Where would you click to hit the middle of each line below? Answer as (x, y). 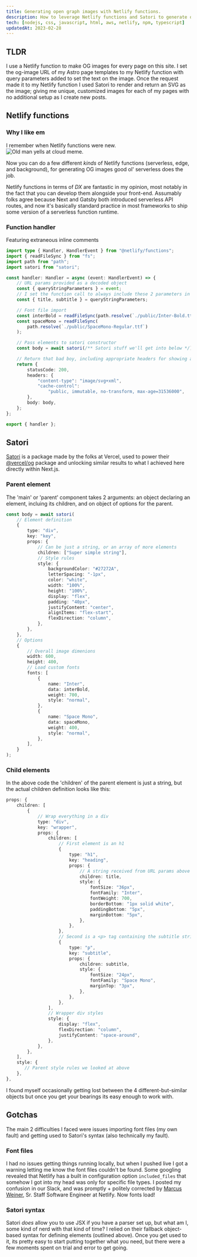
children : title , (101, 877)
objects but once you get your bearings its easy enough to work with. (90, 1096)
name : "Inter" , (66, 684)
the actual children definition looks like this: (58, 789)
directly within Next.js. (33, 469)
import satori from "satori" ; (43, 267)
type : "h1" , (84, 855)
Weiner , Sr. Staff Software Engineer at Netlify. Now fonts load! (81, 1195)
